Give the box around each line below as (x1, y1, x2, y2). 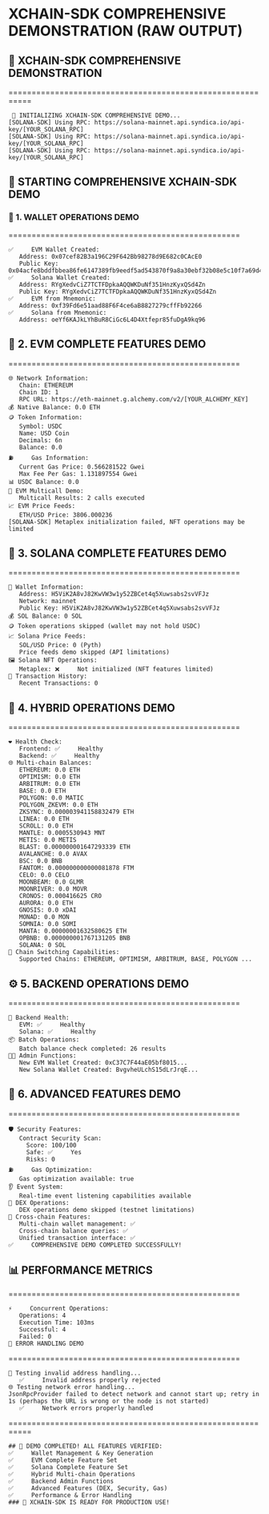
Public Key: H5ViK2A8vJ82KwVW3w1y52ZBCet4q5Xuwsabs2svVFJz (18, 604, 220, 613)
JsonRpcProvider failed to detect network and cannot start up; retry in (8, 1390, 260, 1398)
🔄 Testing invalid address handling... (8, 1369, 142, 1377)
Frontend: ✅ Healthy (18, 745, 104, 753)
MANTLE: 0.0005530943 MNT (18, 829, 106, 837)
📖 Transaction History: (8, 672, 88, 681)
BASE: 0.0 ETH (18, 787, 66, 795)
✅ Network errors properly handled (18, 1403, 154, 1412)
